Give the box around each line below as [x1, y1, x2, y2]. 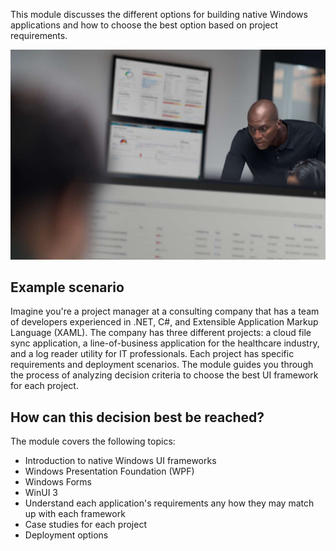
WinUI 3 [24, 487, 59, 499]
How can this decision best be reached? [10, 409, 265, 426]
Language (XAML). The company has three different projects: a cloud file [10, 327, 312, 339]
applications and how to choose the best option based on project [10, 19, 279, 31]
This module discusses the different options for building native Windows [10, 9, 308, 20]
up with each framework [24, 508, 126, 520]
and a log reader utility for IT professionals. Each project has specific [10, 348, 295, 360]
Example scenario [10, 279, 125, 296]
